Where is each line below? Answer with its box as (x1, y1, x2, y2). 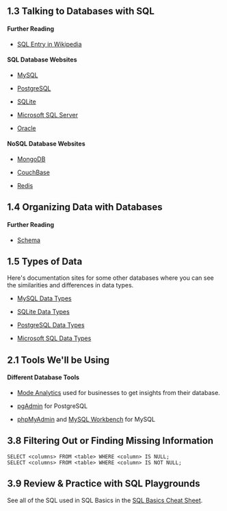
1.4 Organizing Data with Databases (7, 202, 163, 213)
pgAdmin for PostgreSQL (16, 402, 88, 410)
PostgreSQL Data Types (16, 321, 85, 329)
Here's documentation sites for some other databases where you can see (7, 274, 214, 282)
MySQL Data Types (16, 294, 72, 302)
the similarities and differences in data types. (7, 281, 134, 289)
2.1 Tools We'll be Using (7, 354, 110, 366)
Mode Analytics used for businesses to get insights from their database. (16, 389, 220, 396)
